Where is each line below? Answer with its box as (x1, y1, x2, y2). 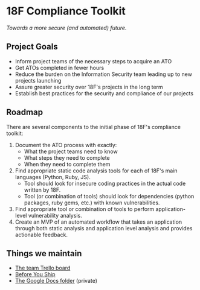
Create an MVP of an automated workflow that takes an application (15, 218, 182, 225)
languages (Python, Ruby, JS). (15, 173, 91, 180)
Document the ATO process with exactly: (15, 141, 117, 148)
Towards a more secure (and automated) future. (6, 24, 127, 31)
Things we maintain (6, 248, 82, 259)
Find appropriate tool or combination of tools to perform (15, 205, 155, 212)
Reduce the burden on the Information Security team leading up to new (15, 71, 192, 78)
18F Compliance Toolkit (6, 4, 126, 18)
